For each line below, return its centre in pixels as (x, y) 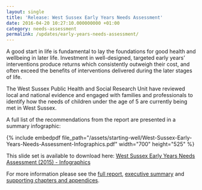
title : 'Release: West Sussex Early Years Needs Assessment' (85, 17)
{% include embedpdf (33, 138)
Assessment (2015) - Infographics (49, 162)
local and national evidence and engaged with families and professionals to (99, 95)
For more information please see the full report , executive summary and (96, 174)
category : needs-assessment (42, 29)
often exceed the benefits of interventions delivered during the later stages (99, 71)
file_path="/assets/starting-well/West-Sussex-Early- (127, 138)
